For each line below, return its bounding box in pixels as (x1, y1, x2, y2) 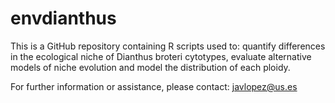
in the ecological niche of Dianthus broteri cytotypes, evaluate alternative (10, 50, 312, 62)
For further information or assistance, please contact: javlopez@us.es (10, 80, 298, 92)
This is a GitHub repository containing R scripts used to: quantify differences (10, 40, 326, 52)
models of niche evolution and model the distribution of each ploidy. (10, 61, 291, 73)
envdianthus (10, 7, 117, 30)
